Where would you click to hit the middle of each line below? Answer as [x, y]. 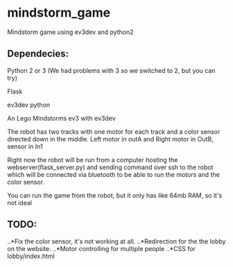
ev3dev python [29, 105]
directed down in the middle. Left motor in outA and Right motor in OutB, [110, 139]
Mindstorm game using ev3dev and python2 [70, 32]
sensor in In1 [25, 146]
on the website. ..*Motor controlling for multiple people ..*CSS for [102, 248]
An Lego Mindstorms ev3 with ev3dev [61, 118]
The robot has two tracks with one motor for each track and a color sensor [114, 131]
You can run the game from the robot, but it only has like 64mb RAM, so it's [115, 195]
